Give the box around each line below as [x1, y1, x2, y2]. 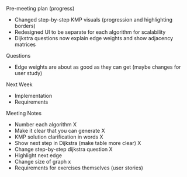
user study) [14, 70, 43, 76]
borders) [14, 23, 36, 29]
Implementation [14, 93, 53, 99]
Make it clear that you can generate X [14, 128, 105, 134]
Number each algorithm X [14, 121, 77, 128]
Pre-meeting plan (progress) [6, 5, 75, 12]
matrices [14, 41, 36, 48]
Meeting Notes [6, 110, 42, 116]
